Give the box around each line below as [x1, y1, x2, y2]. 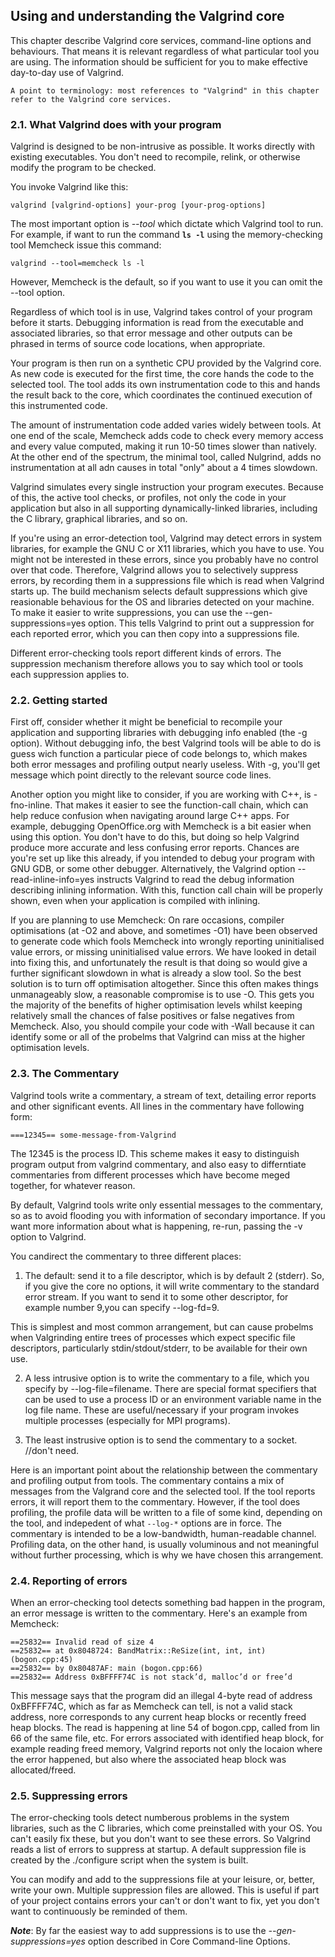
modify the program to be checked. [10, 162, 157, 174]
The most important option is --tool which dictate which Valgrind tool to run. [10, 218, 324, 230]
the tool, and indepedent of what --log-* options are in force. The [10, 1517, 282, 1529]
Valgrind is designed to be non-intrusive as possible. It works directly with [10, 140, 315, 153]
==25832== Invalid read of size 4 [10, 1637, 155, 1647]
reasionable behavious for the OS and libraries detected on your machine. [10, 596, 315, 608]
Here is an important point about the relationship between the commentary [10, 1464, 318, 1476]
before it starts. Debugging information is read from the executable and [10, 317, 304, 329]
